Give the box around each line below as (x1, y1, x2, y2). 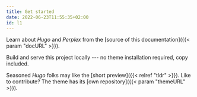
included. (6, 60, 29, 67)
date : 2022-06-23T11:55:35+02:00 (6, 14, 89, 20)
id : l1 (6, 20, 23, 26)
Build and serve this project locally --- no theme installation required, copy (6, 54, 188, 61)
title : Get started (6, 8, 55, 15)
